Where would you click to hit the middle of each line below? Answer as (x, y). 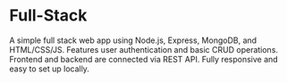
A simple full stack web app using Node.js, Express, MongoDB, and (133, 40)
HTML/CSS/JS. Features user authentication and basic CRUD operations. (144, 49)
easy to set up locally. (49, 69)
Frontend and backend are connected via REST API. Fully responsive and (144, 59)
